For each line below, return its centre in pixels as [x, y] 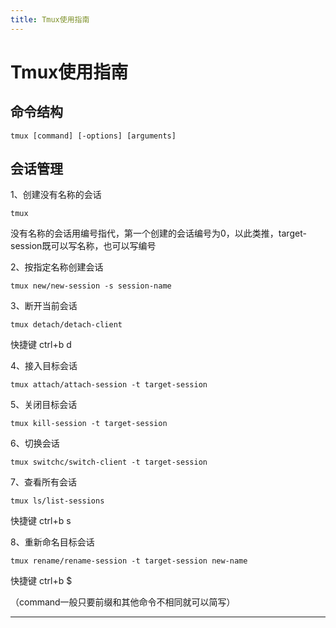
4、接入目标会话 [44, 366]
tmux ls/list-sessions [57, 501]
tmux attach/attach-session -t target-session [109, 385]
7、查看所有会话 [43, 482]
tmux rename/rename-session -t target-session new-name [129, 561]
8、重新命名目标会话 [52, 542]
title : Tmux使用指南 [50, 19]
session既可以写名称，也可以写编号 [83, 246]
